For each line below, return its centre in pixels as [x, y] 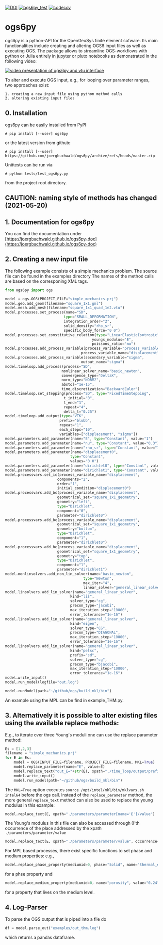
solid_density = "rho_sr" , [89, 326]
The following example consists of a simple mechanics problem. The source [81, 271]
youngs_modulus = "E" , [113, 340]
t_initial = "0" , [79, 398]
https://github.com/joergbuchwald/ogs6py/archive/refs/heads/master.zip [80, 156]
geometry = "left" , [74, 502]
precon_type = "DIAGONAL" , [95, 633]
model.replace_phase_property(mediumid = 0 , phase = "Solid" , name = [71, 865]
